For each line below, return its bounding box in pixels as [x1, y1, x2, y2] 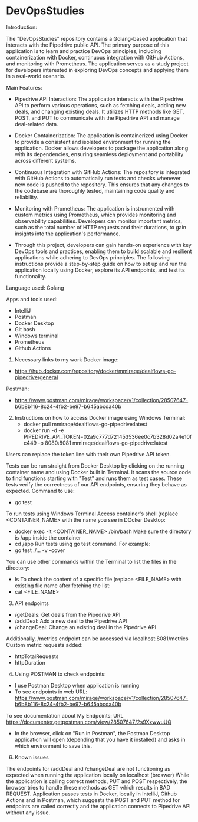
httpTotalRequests [14, 653, 59, 660]
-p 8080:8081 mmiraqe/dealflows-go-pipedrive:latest [38, 439, 168, 446]
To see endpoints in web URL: [14, 688, 87, 695]
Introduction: [6, 24, 37, 31]
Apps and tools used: [6, 295, 58, 303]
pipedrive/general [14, 373, 58, 381]
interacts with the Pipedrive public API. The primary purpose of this [6, 41, 170, 48]
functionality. [14, 272, 47, 280]
